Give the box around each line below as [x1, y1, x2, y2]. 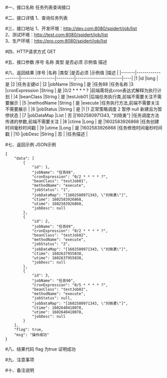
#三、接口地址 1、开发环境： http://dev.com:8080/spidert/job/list [5, 25, 137, 31]
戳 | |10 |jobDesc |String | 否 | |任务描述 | [5, 131, 88, 137]
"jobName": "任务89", [31, 224, 76, 229]
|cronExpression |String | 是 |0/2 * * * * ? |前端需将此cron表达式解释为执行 [5, 88, 158, 93]
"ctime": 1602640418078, [31, 305, 84, 310]
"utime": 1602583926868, [31, 201, 84, 206]
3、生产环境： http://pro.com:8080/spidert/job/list [5, 38, 107, 44]
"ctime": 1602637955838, [31, 251, 84, 256]
